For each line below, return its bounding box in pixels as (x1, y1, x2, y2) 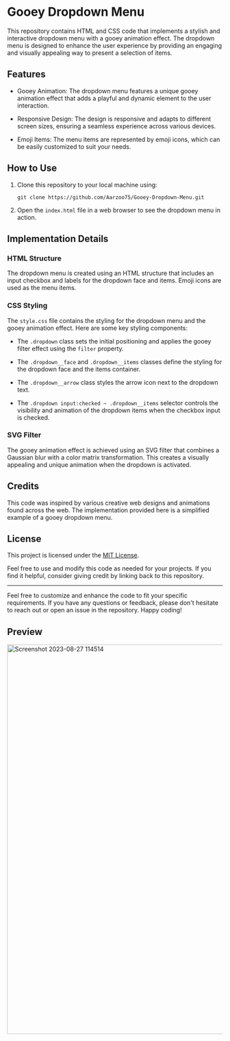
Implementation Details (7, 232, 109, 244)
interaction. (16, 101, 49, 110)
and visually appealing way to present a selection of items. (7, 49, 172, 57)
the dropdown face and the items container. (16, 365, 141, 373)
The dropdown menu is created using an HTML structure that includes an (7, 269, 214, 278)
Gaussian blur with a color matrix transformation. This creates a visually (7, 453, 209, 462)
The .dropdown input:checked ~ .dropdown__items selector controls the (16, 398, 219, 407)
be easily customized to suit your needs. (16, 142, 131, 151)
